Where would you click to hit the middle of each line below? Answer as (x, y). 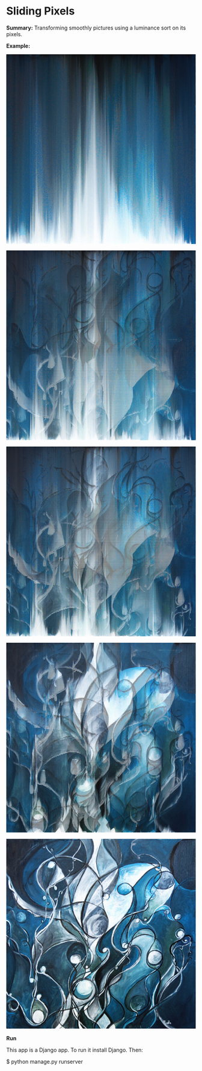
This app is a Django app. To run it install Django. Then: (75, 1050)
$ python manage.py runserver (44, 1061)
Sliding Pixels (41, 11)
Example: (18, 46)
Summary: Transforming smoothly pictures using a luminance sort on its (96, 28)
